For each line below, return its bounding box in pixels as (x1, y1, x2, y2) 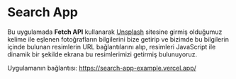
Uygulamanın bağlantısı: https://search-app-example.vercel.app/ (7, 63, 197, 72)
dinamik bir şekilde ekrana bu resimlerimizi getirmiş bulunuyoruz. (7, 50, 197, 59)
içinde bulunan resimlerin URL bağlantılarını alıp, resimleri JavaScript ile (7, 42, 216, 51)
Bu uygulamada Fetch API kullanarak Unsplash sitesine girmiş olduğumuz (7, 28, 223, 36)
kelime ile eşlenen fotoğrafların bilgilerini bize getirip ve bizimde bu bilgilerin (7, 35, 229, 43)
